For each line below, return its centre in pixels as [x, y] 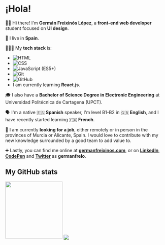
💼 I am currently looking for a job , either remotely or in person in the [77, 129]
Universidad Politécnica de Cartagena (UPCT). [54, 102]
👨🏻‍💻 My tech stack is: [28, 48]
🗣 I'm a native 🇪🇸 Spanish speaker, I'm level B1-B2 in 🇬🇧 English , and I [82, 112]
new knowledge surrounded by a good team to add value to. [68, 141]
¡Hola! [18, 9]
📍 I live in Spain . [22, 38]
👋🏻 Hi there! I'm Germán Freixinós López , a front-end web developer [78, 23]
